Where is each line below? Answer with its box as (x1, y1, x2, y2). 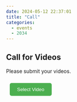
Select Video (17, 86, 45, 93)
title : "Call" (6, 14, 41, 20)
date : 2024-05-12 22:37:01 (6, 8, 72, 15)
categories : (6, 19, 35, 25)
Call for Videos (6, 52, 61, 62)
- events (11, 25, 33, 31)
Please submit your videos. (6, 67, 71, 74)
